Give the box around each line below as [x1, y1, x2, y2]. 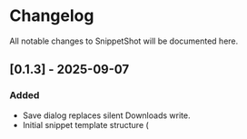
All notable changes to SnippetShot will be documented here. [9, 35, 239, 46]
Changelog [9, 5, 94, 26]
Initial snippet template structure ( [22, 119, 150, 130]
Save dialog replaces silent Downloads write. [22, 110, 191, 121]
